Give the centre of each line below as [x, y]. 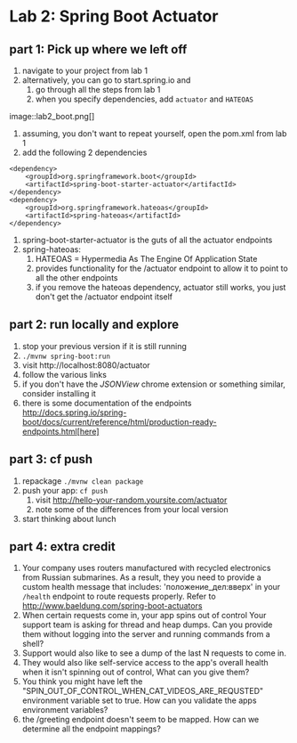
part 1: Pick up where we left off [98, 49]
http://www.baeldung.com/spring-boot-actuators [112, 606]
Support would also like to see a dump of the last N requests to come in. [154, 653]
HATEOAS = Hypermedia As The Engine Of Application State [146, 259]
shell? [33, 644]
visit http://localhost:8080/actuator [86, 365]
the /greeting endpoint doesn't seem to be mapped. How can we [140, 720]
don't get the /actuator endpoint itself [104, 297]
